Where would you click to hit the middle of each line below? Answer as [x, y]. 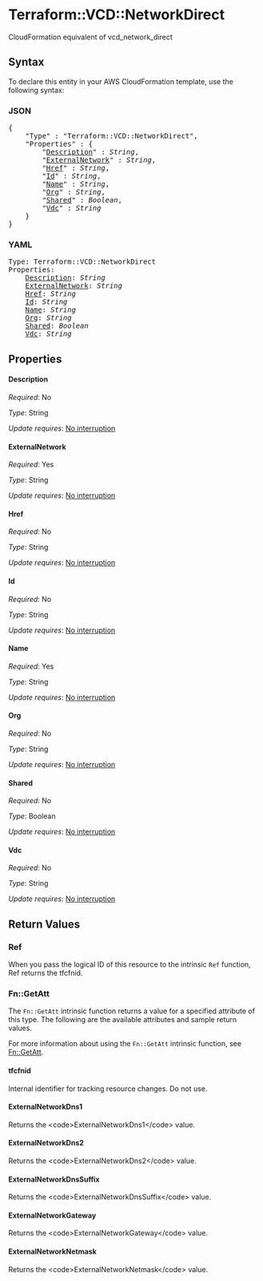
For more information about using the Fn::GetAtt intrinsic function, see [125, 1044]
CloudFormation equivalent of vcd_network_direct [91, 37]
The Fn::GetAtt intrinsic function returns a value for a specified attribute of [132, 1011]
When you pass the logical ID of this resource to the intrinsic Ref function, [130, 964]
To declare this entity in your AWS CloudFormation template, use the [121, 81]
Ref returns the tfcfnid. [46, 973]
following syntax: [36, 90]
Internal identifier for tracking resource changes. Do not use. [108, 1089]
